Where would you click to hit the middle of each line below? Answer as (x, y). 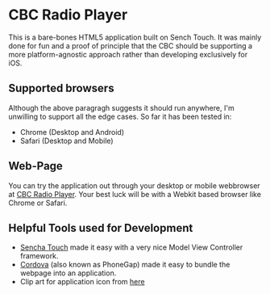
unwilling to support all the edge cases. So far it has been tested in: (120, 116)
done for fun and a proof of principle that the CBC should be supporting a (130, 45)
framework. (39, 256)
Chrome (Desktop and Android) (72, 132)
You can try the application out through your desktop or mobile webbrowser (134, 185)
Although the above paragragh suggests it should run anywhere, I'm (122, 107)
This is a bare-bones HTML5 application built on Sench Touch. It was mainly (135, 37)
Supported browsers (61, 88)
